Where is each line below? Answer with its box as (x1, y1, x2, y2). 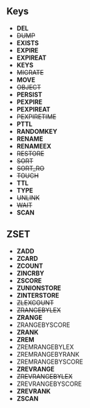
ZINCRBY (16, 269, 44, 277)
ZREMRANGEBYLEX (16, 343, 74, 351)
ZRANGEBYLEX (16, 305, 62, 314)
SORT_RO (16, 164, 45, 172)
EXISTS (16, 38, 39, 47)
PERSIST (16, 90, 43, 99)
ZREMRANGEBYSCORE (16, 357, 84, 366)
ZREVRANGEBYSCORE (16, 380, 82, 388)
